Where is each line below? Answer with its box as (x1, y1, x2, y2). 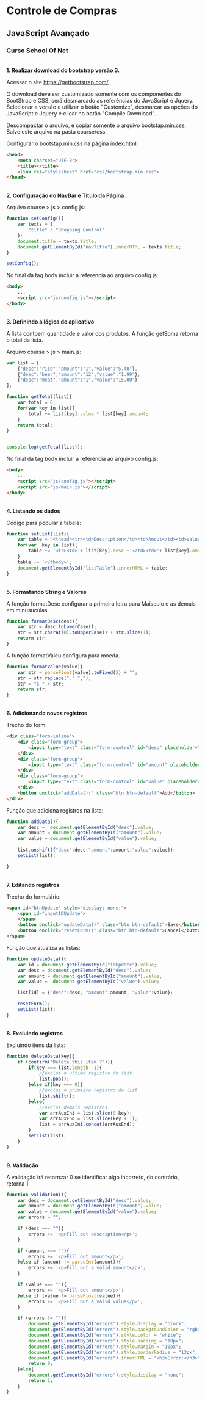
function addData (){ (6, 819, 59, 825)
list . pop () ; (38, 1076, 70, 1082)
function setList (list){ (6, 530, 70, 537)
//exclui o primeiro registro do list (38, 1087, 138, 1093)
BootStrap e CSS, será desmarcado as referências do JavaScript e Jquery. (6, 96, 194, 104)
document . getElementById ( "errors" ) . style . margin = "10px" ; (28, 1344, 182, 1350)
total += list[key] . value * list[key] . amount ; (28, 410, 149, 417)
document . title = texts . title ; (17, 238, 97, 244)
